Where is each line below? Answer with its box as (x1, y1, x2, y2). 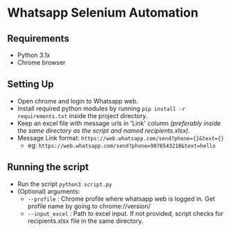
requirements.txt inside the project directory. (17, 111, 148, 119)
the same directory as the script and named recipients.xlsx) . (17, 126, 191, 135)
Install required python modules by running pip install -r (17, 104, 186, 113)
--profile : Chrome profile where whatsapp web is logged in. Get (27, 194, 215, 203)
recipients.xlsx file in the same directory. (27, 217, 144, 225)
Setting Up (7, 78, 54, 90)
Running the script (7, 161, 89, 173)
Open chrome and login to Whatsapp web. (17, 97, 139, 105)
